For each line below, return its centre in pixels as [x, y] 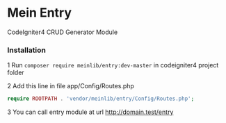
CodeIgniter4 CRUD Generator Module [63, 32]
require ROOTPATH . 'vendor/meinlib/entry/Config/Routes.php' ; [101, 99]
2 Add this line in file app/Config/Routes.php [71, 86]
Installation [27, 50]
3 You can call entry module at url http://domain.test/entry [90, 112]
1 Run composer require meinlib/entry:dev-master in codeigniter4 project [113, 65]
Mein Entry [39, 13]
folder [16, 73]
